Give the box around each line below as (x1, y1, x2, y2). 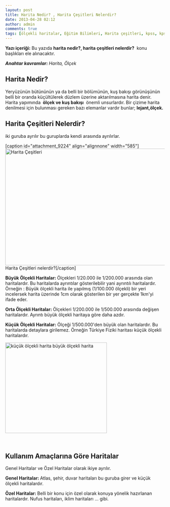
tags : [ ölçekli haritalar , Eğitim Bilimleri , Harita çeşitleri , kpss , (5, 31, 157, 36)
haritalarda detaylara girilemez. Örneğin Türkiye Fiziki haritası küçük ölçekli (5, 326, 162, 333)
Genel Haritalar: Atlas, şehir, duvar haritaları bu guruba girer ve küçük (5, 475, 151, 481)
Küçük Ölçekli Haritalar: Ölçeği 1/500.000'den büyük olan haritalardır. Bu (5, 321, 158, 327)
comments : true (5, 26, 37, 32)
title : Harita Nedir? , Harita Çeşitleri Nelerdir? (5, 12, 116, 17)
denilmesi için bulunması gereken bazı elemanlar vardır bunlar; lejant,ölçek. (5, 105, 163, 111)
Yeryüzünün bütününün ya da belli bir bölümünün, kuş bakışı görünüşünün (5, 88, 160, 95)
